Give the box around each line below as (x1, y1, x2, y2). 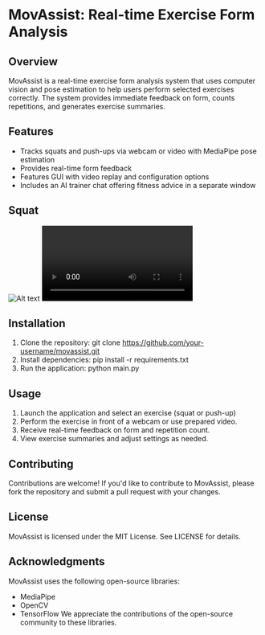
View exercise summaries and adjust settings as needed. (19, 434, 209, 444)
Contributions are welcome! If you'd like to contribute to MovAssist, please (8, 478, 255, 488)
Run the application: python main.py (19, 363, 140, 373)
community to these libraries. (19, 617, 117, 627)
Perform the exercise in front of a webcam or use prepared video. (19, 416, 238, 427)
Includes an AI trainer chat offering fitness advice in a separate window (19, 180, 256, 190)
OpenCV (19, 600, 49, 610)
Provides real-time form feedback (19, 163, 132, 173)
